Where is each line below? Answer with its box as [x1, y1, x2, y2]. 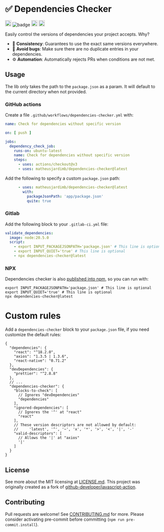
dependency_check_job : [9, 143, 56, 149]
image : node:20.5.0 [9, 235, 49, 240]
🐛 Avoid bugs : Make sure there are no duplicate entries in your [12, 46, 139, 52]
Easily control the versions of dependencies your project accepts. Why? [5, 31, 150, 37]
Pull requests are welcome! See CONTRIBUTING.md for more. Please [5, 511, 144, 517]
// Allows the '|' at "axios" [18, 436, 80, 440]
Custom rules [5, 310, 61, 322]
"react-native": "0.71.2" [14, 358, 67, 363]
